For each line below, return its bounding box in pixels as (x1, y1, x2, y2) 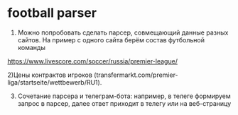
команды (17, 43, 46, 52)
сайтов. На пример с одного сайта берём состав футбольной (17, 35, 205, 44)
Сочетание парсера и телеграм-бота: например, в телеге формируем (17, 92, 231, 100)
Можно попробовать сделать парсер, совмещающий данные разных (17, 28, 229, 37)
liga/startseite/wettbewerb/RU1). (7, 78, 102, 86)
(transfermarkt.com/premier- (93, 71, 179, 79)
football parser (7, 5, 97, 21)
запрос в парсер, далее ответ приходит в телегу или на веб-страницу (17, 99, 232, 107)
